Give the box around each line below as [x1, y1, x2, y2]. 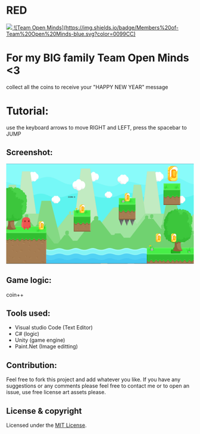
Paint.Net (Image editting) [14, 343, 79, 350]
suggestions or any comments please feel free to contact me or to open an [6, 382, 190, 389]
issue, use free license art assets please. [6, 389, 106, 396]
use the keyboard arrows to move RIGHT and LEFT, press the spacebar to [6, 124, 187, 131]
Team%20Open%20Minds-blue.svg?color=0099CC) [6, 30, 136, 37]
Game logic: [6, 275, 52, 285]
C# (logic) [14, 331, 40, 338]
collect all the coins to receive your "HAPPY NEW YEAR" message [6, 83, 168, 90]
